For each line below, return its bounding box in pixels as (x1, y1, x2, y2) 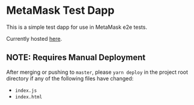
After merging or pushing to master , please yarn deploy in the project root (6, 68, 188, 76)
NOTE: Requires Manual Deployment (6, 52, 146, 63)
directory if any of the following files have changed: (6, 74, 134, 82)
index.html (14, 94, 43, 100)
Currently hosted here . (6, 35, 62, 42)
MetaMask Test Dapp (6, 4, 115, 17)
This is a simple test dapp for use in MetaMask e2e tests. (6, 23, 147, 31)
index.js (14, 88, 37, 94)
